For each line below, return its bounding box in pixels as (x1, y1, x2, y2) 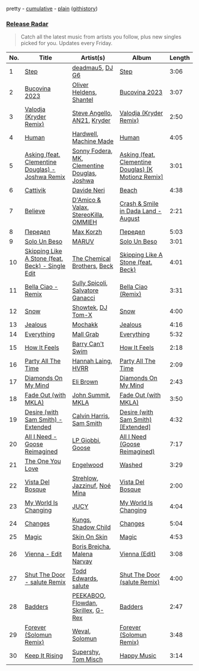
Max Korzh (72, 228, 102, 236)
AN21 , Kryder (72, 116, 111, 125)
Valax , (72, 203, 89, 211)
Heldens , (72, 88, 97, 97)
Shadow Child (72, 523, 111, 531)
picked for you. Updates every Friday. (20, 40, 113, 47)
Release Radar (6, 20, 49, 28)
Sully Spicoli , (72, 279, 108, 287)
